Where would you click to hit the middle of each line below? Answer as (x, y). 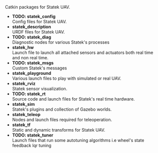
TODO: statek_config (34, 16)
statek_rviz (24, 84)
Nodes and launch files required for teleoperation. (62, 119)
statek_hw (23, 47)
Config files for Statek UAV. (39, 22)
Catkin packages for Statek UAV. (38, 7)
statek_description (31, 27)
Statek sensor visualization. (40, 89)
